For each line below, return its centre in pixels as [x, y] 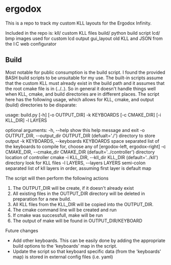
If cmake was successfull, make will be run [58, 215]
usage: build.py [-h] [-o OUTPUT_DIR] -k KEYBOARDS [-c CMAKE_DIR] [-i [83, 115]
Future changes [22, 230]
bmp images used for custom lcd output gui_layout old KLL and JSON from [84, 38]
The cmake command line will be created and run [65, 210]
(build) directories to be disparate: [41, 105]
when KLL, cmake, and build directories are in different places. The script [82, 94]
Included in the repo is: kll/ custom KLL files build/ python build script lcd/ [83, 33]
